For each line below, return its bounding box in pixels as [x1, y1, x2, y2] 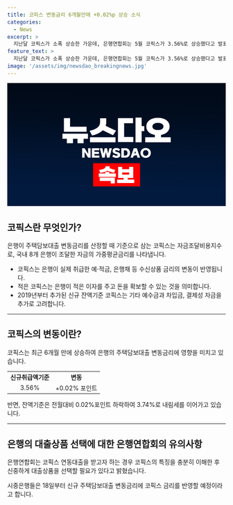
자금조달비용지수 [177, 241, 223, 250]
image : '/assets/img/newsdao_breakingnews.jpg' [7, 63, 148, 70]
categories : [7, 18, 42, 26]
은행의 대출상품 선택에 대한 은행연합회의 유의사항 [7, 438, 202, 450]
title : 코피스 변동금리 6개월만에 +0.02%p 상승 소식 [7, 11, 141, 18]
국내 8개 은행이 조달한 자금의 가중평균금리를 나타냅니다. [16, 250, 166, 259]
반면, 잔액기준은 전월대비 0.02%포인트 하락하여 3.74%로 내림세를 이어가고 [7, 401, 209, 409]
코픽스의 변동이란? [7, 328, 82, 340]
